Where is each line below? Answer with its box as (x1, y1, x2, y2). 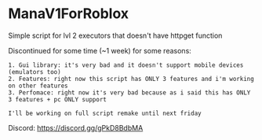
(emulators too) (8, 68, 61, 76)
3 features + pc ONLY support (8, 95, 107, 103)
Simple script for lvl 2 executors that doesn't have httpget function (8, 31, 223, 40)
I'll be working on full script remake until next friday (8, 109, 202, 117)
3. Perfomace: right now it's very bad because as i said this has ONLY (8, 88, 251, 97)
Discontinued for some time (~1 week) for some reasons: (8, 46, 192, 55)
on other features (8, 82, 68, 90)
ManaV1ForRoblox (8, 5, 129, 23)
